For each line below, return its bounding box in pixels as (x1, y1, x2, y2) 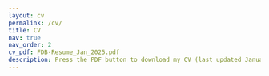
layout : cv (8, 11, 45, 20)
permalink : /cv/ (8, 19, 62, 27)
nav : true (8, 33, 42, 42)
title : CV (8, 26, 42, 34)
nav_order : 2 (8, 41, 52, 49)
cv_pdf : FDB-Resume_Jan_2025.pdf (8, 48, 120, 56)
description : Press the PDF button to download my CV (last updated (8, 56, 242, 64)
